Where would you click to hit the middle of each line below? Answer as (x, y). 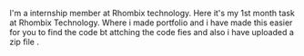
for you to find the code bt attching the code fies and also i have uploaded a (152, 32)
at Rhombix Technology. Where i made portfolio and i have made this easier (151, 23)
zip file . (24, 42)
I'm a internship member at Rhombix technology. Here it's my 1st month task (152, 13)
